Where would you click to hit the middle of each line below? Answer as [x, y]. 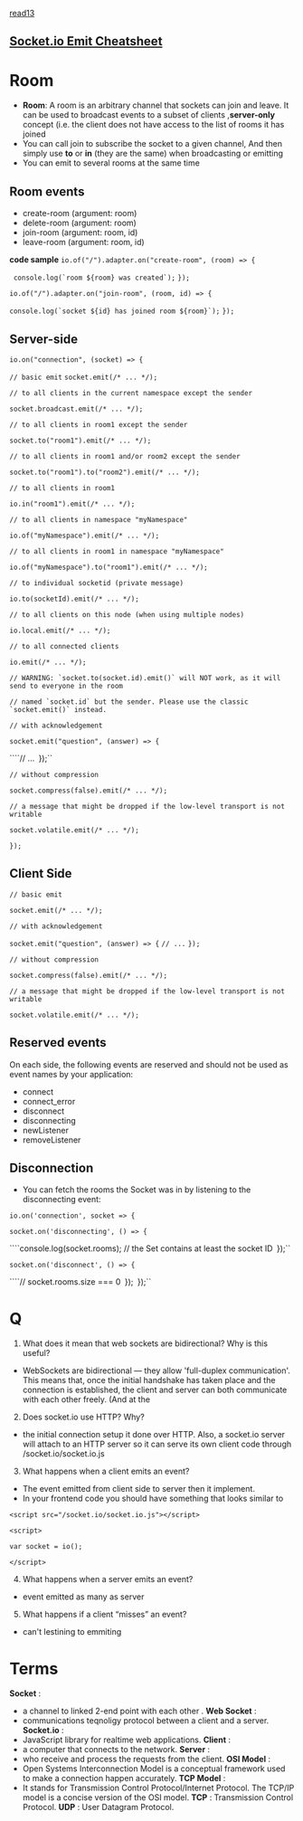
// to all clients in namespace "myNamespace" [99, 519]
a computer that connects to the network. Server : [116, 1750]
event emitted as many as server [83, 1597]
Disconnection [52, 1167]
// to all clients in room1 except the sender [99, 424]
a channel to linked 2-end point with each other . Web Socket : [139, 1711]
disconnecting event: [62, 1200]
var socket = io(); [46, 1547]
